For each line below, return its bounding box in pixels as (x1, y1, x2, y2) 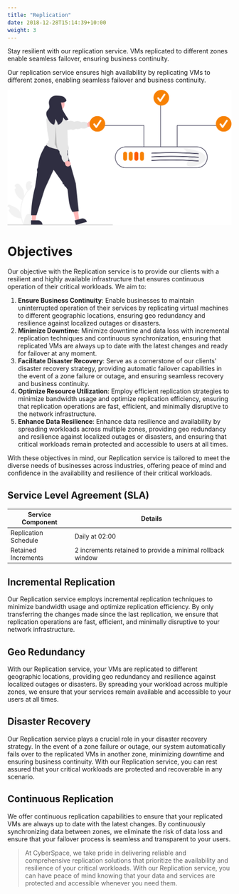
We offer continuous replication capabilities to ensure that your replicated (7, 812, 223, 821)
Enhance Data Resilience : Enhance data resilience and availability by (17, 417, 221, 425)
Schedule (10, 536, 38, 544)
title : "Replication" (7, 11, 72, 19)
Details (141, 514, 162, 523)
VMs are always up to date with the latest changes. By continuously (7, 819, 206, 828)
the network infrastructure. (17, 410, 97, 418)
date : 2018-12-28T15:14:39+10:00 (7, 19, 107, 26)
